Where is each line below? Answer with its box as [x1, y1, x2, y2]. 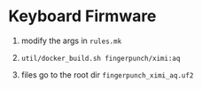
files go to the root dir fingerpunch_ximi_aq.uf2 [20, 69, 194, 80]
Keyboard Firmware [8, 6, 157, 26]
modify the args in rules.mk [20, 35, 122, 46]
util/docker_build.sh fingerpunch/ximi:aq [20, 54, 181, 63]
